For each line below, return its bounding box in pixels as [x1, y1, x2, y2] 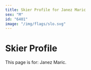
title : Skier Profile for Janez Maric [5, 7, 86, 12]
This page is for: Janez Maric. [5, 59, 66, 65]
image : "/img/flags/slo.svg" [5, 21, 66, 26]
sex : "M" [5, 12, 23, 17]
